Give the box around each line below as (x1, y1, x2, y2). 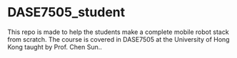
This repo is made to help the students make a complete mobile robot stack (7, 28, 230, 36)
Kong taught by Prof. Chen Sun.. (7, 42, 102, 51)
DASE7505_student (7, 4, 126, 21)
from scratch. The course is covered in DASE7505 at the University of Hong (7, 35, 230, 43)
